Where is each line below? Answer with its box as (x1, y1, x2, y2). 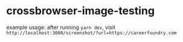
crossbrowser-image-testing (6, 4, 155, 18)
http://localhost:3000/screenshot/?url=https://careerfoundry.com (6, 30, 177, 36)
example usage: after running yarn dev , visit (6, 24, 116, 31)
